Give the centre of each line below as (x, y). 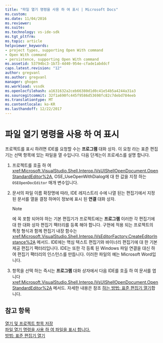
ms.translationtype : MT (29, 100)
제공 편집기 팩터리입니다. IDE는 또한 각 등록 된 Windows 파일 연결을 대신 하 (84, 248)
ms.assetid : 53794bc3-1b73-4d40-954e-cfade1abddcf (57, 64)
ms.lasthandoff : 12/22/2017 (34, 109)
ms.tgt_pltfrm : (20, 37)
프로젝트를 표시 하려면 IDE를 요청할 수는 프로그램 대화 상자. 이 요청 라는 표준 (77, 149)
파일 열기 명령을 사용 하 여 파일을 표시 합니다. (48, 329)
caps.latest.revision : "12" (34, 69)
